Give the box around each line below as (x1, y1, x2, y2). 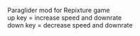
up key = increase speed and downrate (7, 13, 122, 22)
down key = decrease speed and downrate (7, 21, 133, 29)
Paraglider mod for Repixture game (7, 6, 110, 14)
